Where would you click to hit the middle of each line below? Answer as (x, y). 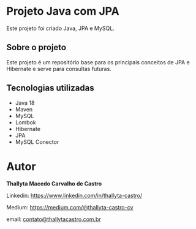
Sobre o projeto (36, 47)
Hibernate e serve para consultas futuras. (59, 69)
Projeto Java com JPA (63, 11)
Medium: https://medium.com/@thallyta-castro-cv (70, 207)
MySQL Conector (37, 141)
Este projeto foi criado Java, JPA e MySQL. (60, 28)
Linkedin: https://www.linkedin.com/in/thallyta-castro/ (74, 195)
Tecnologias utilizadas (50, 88)
